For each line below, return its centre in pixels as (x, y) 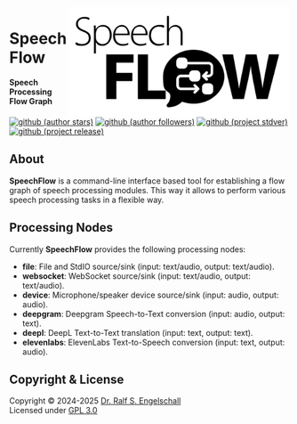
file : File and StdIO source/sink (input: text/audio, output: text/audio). (148, 266)
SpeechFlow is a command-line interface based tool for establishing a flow (147, 181)
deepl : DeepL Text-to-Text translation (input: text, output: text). (137, 332)
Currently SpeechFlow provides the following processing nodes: (128, 249)
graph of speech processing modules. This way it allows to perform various (148, 190)
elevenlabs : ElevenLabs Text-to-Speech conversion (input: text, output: (153, 342)
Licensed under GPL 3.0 (53, 411)
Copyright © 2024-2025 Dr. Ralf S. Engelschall (95, 401)
